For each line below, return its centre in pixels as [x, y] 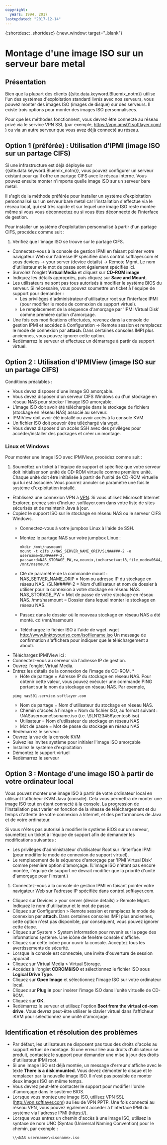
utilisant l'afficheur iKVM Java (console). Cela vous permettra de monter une [83, 799]
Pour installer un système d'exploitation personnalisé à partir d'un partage [81, 227]
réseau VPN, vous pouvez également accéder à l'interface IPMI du [81, 1107]
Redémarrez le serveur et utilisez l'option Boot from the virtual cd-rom [85, 1006]
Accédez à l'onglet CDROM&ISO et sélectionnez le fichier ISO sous [81, 969]
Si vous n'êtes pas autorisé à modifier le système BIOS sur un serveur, [77, 830]
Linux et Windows [27, 446]
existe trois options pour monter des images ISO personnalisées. [71, 110]
